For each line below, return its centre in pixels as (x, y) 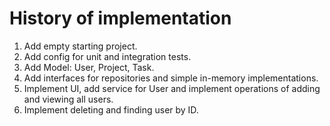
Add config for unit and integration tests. (107, 56)
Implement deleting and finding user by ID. (111, 109)
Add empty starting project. (80, 46)
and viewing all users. (68, 99)
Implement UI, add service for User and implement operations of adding (172, 88)
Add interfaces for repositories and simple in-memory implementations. (171, 78)
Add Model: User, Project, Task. (89, 67)
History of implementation (120, 18)
